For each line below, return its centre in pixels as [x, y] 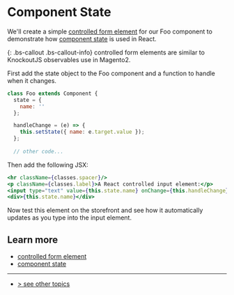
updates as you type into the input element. [70, 218]
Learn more [33, 240]
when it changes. [32, 80]
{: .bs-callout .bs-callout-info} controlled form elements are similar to [106, 52]
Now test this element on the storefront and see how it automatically [105, 211]
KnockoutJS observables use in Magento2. [69, 59]
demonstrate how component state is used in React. [82, 38]
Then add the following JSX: [48, 165]
